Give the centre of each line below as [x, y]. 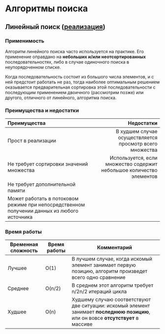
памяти [16, 191]
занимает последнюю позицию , [111, 312]
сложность [24, 251]
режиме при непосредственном [46, 205]
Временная [24, 244]
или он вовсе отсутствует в [105, 318]
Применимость [25, 41]
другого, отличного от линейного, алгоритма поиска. [61, 98]
